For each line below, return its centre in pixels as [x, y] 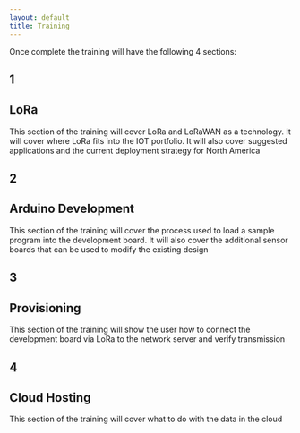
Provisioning [45, 308]
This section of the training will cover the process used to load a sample [142, 230]
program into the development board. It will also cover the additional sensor [149, 240]
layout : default [39, 17]
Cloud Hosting [50, 398]
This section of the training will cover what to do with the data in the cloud [146, 419]
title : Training [39, 26]
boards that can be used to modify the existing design [109, 249]
